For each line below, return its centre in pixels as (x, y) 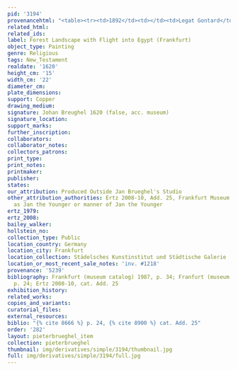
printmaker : (25, 172)
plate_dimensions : (34, 93)
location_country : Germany (47, 244)
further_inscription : (39, 132)
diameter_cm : (27, 86)
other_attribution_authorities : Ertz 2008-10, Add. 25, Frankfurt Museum (119, 198)
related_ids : (27, 34)
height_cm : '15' (31, 73)
